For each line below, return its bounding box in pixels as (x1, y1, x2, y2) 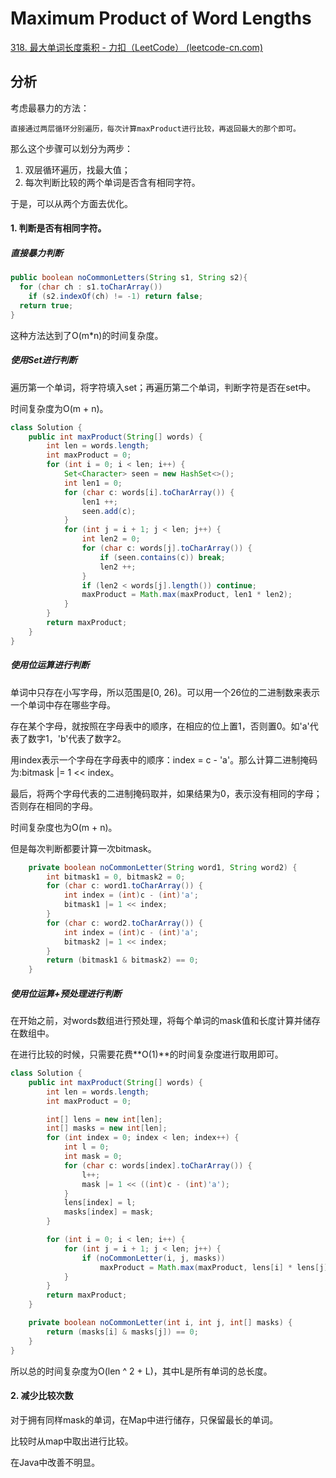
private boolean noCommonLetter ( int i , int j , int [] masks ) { (28, 1318, 293, 1328)
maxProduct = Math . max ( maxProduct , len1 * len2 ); (81, 590, 293, 600)
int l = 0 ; (63, 1142, 110, 1152)
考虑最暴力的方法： (10, 102, 90, 114)
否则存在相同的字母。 (10, 800, 98, 812)
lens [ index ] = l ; (63, 1198, 137, 1208)
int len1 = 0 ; (63, 478, 123, 488)
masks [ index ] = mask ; (63, 1207, 155, 1217)
